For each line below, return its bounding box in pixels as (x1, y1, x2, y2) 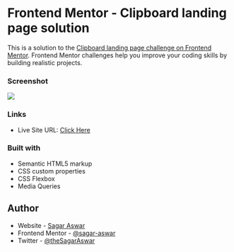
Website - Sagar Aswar (17, 221, 86, 229)
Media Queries (17, 182, 61, 190)
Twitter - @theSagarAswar (17, 236, 95, 245)
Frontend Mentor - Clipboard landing (7, 5, 228, 21)
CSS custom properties (17, 166, 86, 175)
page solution (7, 20, 90, 36)
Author (7, 202, 39, 214)
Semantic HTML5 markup (17, 159, 93, 168)
